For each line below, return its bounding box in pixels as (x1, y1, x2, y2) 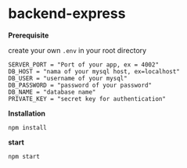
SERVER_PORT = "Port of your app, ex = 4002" (8, 60, 159, 69)
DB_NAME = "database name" (8, 88, 96, 96)
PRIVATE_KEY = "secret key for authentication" (8, 95, 167, 102)
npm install (8, 123, 47, 131)
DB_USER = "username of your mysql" (8, 74, 128, 82)
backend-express (8, 5, 126, 23)
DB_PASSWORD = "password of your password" (8, 81, 153, 89)
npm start (8, 152, 41, 160)
